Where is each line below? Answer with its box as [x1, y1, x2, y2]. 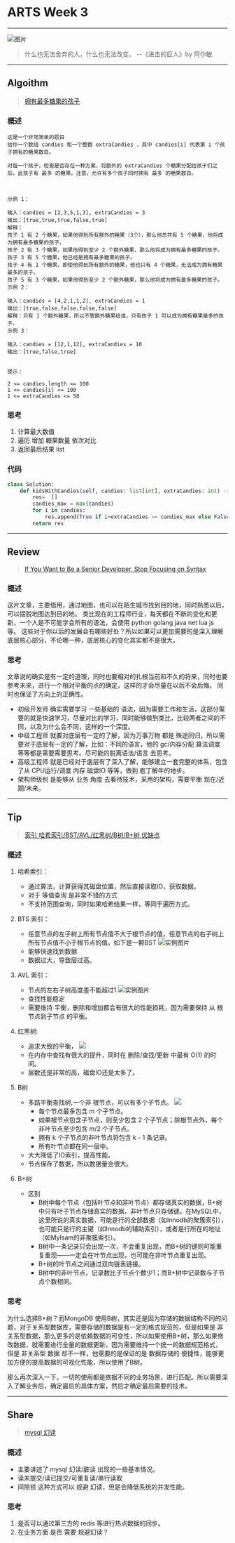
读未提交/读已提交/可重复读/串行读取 [17, 1473, 122, 1482]
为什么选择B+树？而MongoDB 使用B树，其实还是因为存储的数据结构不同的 [7, 1314, 222, 1322]
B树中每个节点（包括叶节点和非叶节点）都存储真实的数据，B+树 [38, 1198, 222, 1207]
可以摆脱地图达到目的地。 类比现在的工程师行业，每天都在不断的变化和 [7, 609, 211, 618]
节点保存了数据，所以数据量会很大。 [27, 1160, 133, 1168]
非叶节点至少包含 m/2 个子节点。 [38, 1124, 134, 1133]
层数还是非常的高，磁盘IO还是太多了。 [27, 1068, 139, 1077]
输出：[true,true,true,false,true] [7, 217, 108, 224]
